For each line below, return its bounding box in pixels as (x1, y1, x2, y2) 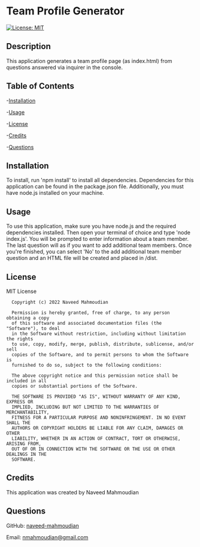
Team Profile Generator (6, 4, 125, 18)
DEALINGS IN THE (6, 451, 47, 457)
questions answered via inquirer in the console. (6, 64, 123, 71)
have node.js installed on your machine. (6, 189, 105, 197)
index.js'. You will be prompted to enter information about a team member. (6, 235, 189, 243)
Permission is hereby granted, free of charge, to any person (11, 310, 170, 316)
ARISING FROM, (6, 441, 42, 447)
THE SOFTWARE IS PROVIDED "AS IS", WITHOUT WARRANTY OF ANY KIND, (11, 394, 181, 400)
